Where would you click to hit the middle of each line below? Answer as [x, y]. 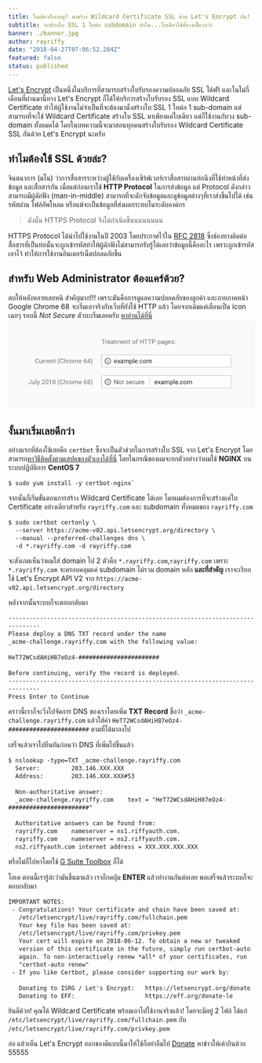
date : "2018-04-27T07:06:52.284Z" [65, 50]
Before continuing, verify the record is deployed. [94, 674]
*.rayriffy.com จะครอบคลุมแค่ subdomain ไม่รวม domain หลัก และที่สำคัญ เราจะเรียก [130, 570]
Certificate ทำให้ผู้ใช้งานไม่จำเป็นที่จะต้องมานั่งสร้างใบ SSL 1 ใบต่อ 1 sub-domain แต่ [125, 107]
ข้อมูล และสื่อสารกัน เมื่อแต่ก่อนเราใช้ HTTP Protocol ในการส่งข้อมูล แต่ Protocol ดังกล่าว [129, 186]
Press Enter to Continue [49, 697]
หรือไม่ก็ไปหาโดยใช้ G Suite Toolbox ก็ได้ [66, 862]
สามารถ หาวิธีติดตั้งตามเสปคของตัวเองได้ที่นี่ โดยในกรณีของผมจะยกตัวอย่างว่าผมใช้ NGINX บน [130, 458]
